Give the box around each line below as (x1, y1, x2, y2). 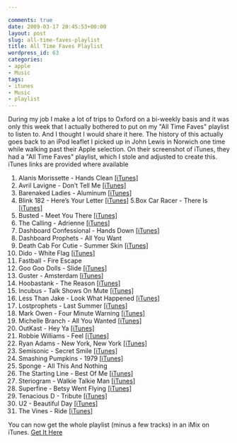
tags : (8, 76, 24, 83)
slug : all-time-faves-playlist (8, 36, 100, 43)
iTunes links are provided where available (8, 160, 129, 168)
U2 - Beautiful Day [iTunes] (18, 399, 98, 408)
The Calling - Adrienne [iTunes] (18, 219, 110, 227)
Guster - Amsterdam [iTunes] (18, 272, 104, 280)
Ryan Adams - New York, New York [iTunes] (18, 339, 148, 347)
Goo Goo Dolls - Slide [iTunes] (18, 264, 108, 272)
